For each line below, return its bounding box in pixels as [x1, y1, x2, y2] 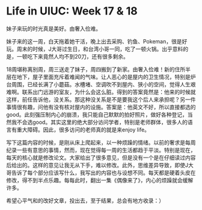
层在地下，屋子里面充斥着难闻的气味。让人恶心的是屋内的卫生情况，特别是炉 [6, 73, 196, 80]
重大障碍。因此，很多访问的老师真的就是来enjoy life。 [16, 126, 150, 133]
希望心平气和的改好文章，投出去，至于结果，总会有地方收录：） [6, 197, 164, 204]
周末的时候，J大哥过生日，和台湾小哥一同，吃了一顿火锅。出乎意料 [16, 45, 183, 52]
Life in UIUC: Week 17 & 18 [6, 4, 138, 18]
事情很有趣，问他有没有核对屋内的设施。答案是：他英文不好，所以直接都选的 [6, 103, 196, 110]
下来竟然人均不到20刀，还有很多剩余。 [32, 52, 129, 60]
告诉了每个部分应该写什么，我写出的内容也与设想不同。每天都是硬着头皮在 [11, 169, 196, 176]
